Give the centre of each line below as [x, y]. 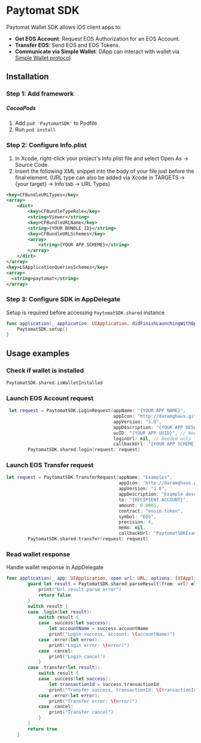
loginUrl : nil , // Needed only [152, 439]
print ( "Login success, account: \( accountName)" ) [112, 634]
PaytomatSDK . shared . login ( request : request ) [84, 450]
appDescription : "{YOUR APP [148, 427]
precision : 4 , [136, 522]
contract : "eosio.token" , [151, 511]
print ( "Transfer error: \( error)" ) [93, 701]
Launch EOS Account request [50, 398]
